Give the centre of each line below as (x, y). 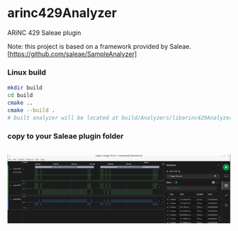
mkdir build (25, 88)
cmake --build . (31, 110)
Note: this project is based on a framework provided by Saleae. (100, 46)
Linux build (27, 72)
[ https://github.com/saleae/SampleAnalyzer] (72, 54)
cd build (20, 96)
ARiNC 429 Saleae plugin (44, 33)
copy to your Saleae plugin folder (66, 136)
